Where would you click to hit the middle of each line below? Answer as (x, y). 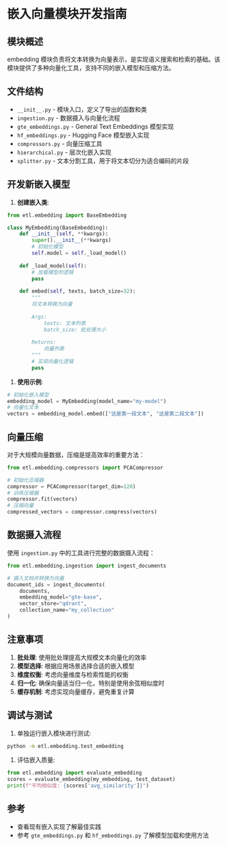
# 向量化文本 (23, 408)
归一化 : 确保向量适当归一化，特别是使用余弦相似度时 (91, 683)
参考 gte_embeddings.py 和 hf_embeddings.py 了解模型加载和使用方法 (113, 835)
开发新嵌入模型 (39, 185)
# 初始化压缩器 (26, 480)
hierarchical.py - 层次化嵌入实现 (64, 152)
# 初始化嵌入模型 (28, 395)
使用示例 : (30, 382)
